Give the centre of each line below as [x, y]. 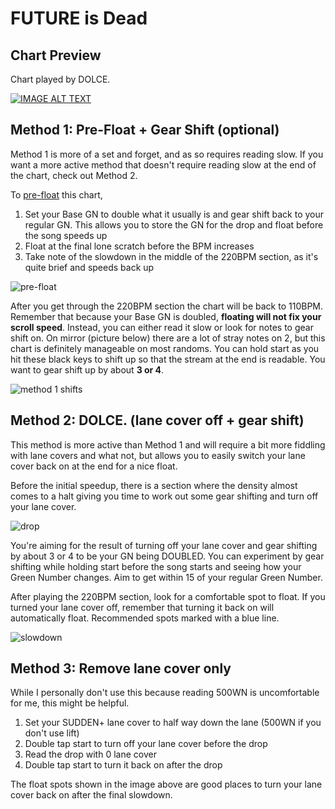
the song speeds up [66, 235]
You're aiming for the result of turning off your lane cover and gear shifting [164, 545]
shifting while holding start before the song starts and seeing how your [156, 566]
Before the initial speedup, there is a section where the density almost [154, 485]
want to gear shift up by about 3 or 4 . [87, 369]
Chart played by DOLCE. [60, 79]
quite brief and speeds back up [89, 267]
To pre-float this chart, [56, 194]
